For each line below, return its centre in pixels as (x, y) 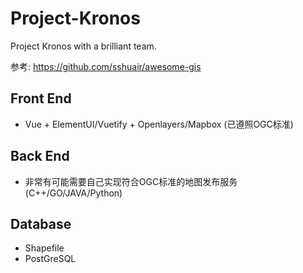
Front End (41, 98)
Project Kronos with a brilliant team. (83, 46)
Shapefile (44, 248)
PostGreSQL (50, 259)
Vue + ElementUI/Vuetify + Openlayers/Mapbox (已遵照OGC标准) (159, 124)
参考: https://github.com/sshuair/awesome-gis (106, 66)
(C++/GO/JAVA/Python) (73, 193)
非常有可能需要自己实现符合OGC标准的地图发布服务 (131, 181)
